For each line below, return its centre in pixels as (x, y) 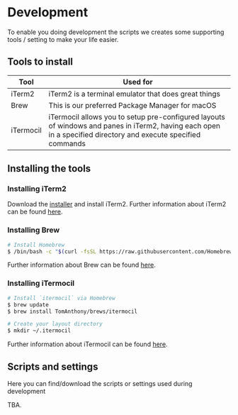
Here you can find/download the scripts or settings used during (100, 383)
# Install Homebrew (36, 245)
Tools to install (40, 62)
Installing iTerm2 (37, 189)
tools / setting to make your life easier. (63, 39)
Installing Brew (34, 230)
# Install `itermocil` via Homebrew (61, 298)
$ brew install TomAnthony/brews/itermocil (73, 311)
